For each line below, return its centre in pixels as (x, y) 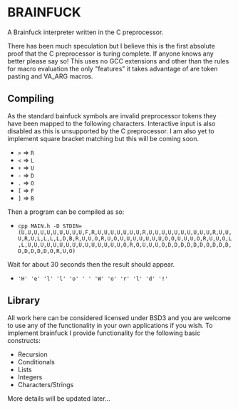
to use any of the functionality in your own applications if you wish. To (110, 325)
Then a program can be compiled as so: (66, 212)
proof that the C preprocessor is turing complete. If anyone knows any (110, 53)
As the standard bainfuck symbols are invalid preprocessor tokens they (112, 116)
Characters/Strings (46, 384)
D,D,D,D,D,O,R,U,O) (47, 251)
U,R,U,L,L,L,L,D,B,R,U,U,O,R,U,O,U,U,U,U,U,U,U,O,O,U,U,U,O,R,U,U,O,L (125, 239)
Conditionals (36, 362)
